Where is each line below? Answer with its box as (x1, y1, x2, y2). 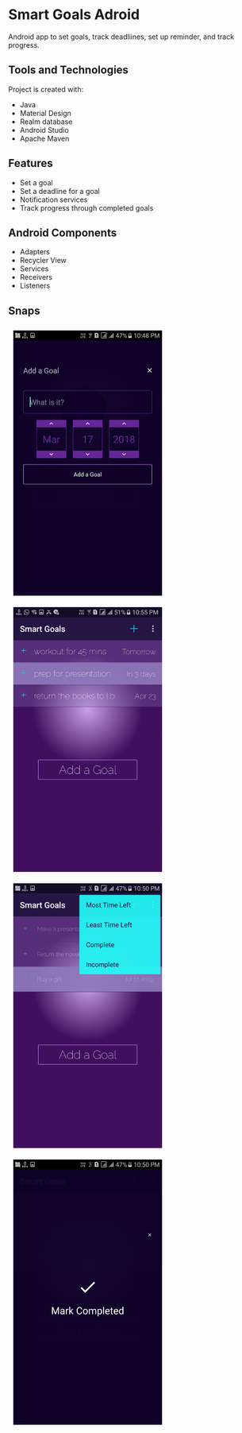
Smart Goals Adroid (8, 6, 140, 24)
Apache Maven (19, 134, 70, 143)
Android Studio (19, 125, 69, 134)
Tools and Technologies (8, 64, 129, 77)
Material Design (19, 108, 71, 118)
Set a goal (19, 177, 53, 188)
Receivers (19, 273, 53, 282)
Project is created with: (8, 84, 84, 94)
